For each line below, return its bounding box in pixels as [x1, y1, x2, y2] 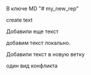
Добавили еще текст [6, 28, 59, 35]
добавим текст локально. [6, 40, 71, 46]
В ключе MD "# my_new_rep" [6, 5, 79, 12]
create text [6, 17, 33, 23]
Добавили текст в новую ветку [6, 51, 85, 58]
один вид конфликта [6, 62, 58, 69]
